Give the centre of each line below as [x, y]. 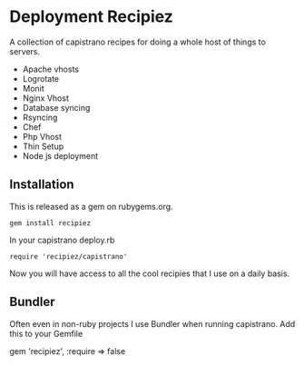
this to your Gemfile [46, 333]
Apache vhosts [51, 69]
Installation [42, 185]
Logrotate [41, 78]
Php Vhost [42, 136]
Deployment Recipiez [92, 17]
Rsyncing [40, 117]
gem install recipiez [50, 223]
